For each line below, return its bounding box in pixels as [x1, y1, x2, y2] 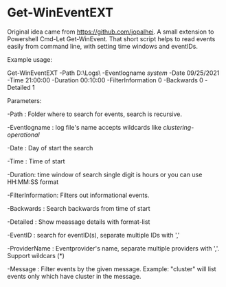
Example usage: [7, 55, 53, 63]
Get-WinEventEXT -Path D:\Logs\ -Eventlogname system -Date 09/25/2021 [7, 69, 220, 77]
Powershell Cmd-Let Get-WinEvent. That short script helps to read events [7, 34, 216, 43]
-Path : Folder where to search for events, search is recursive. [7, 110, 182, 118]
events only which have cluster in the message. [7, 272, 142, 280]
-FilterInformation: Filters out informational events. [7, 191, 150, 199]
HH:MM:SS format [7, 177, 59, 186]
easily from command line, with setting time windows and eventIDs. [7, 42, 198, 50]
